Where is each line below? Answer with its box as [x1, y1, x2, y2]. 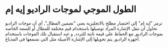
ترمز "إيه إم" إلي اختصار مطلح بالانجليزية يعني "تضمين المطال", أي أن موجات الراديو [5, 20, 162, 26]
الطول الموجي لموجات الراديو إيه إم [5, 3, 137, 15]
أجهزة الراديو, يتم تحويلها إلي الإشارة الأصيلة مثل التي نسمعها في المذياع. [5, 36, 140, 42]
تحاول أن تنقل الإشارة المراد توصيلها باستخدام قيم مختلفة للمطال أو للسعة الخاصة [5, 25, 157, 31]
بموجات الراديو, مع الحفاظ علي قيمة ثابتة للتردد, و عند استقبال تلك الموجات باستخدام [5, 30, 163, 36]
